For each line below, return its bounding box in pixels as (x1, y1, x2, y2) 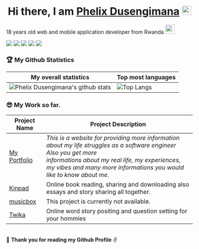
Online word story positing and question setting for (46, 206, 188, 215)
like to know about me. (46, 170, 110, 179)
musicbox (9, 197, 37, 205)
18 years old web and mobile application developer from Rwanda (6, 28, 164, 35)
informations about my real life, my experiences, (46, 156, 181, 164)
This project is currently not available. (46, 197, 151, 205)
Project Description (90, 120, 146, 128)
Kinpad (9, 184, 30, 192)
